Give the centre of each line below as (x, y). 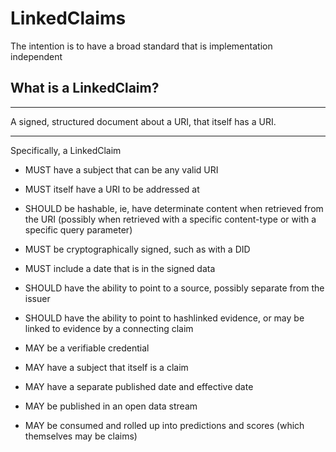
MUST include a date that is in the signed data (120, 268)
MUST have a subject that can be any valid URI (121, 169)
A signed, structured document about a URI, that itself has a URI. (143, 121)
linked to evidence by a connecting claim (109, 328)
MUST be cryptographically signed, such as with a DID (137, 249)
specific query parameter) (78, 229)
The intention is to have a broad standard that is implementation (141, 46)
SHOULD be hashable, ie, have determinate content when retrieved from (174, 208)
